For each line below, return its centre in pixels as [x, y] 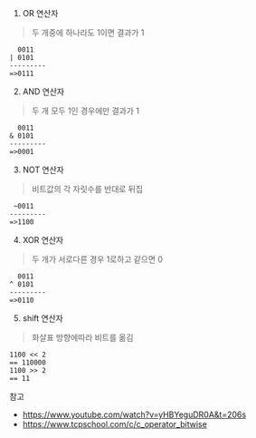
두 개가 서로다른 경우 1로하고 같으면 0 [97, 259]
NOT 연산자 [43, 170]
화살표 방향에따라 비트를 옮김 [82, 337]
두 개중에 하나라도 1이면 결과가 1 [88, 33]
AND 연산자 [43, 92]
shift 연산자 [43, 318]
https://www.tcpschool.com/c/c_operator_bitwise [115, 424]
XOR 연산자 [43, 240]
